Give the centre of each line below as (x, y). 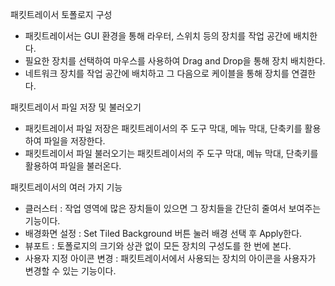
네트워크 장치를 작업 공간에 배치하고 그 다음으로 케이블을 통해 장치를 (157, 73)
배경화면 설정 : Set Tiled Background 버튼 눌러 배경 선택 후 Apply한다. (163, 233)
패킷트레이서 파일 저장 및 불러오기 (76, 107)
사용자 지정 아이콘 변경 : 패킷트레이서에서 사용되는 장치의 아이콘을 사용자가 (170, 258)
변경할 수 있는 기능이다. (70, 271)
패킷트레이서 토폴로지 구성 (61, 14)
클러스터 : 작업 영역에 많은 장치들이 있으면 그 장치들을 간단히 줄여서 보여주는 (173, 208)
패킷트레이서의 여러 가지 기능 (66, 187)
